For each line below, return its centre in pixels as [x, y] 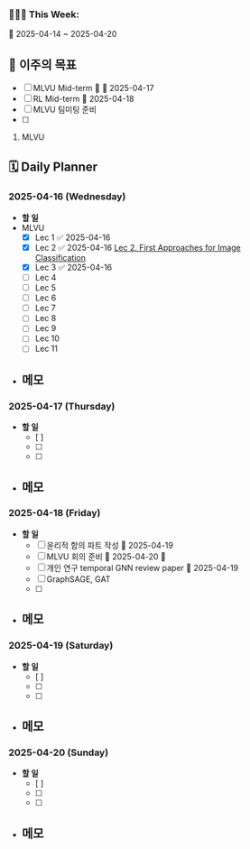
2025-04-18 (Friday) [55, 513]
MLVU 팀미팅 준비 [65, 110]
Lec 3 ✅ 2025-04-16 [74, 267]
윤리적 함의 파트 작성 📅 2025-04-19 [110, 545]
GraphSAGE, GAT [79, 579]
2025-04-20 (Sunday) [59, 752]
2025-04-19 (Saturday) [61, 646]
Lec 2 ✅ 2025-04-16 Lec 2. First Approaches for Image [138, 247]
